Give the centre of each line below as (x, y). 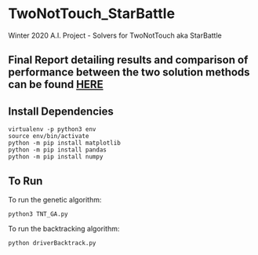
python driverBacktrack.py (52, 243)
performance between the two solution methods (129, 73)
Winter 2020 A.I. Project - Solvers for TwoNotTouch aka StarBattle (115, 35)
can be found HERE (56, 84)
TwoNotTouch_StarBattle (91, 14)
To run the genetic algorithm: (55, 199)
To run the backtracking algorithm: (64, 228)
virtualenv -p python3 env (52, 129)
